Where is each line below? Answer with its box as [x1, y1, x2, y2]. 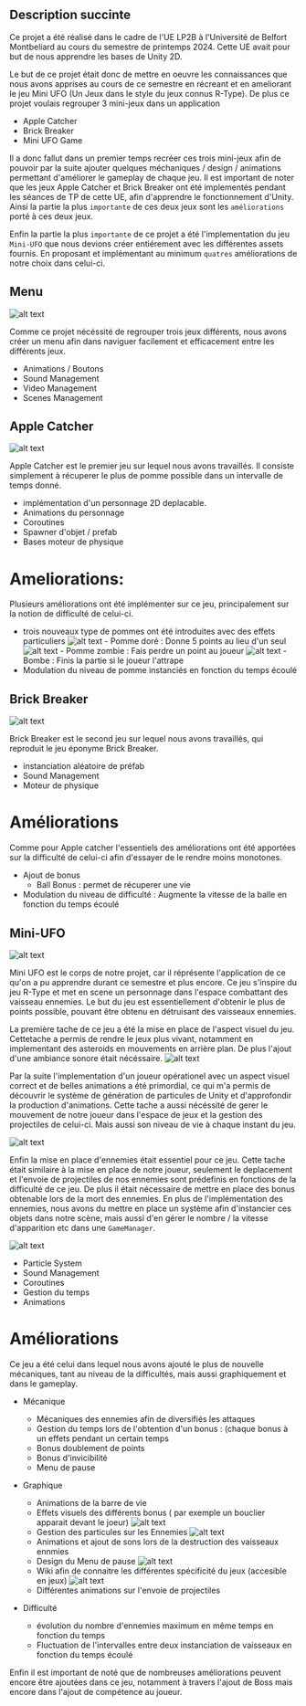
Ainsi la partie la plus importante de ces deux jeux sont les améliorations [9, 201, 285, 212]
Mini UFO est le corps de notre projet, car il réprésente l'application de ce [9, 967, 286, 978]
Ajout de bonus [22, 869, 80, 880]
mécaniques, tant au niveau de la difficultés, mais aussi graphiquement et [9, 1368, 287, 1379]
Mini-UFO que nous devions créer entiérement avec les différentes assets [9, 237, 284, 249]
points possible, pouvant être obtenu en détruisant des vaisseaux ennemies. [9, 1006, 297, 1016]
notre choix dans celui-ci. [9, 258, 106, 269]
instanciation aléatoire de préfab [22, 761, 145, 772]
